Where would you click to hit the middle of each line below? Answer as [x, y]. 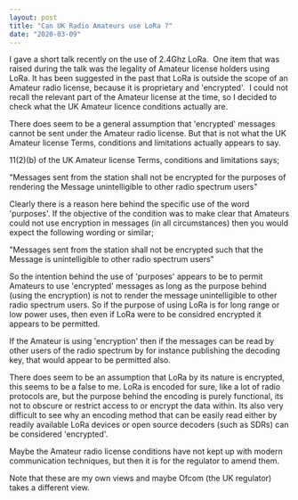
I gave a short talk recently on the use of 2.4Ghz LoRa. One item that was [145, 60]
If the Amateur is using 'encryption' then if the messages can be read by [141, 341]
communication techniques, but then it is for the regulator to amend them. [145, 461]
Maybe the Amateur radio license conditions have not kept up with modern [146, 452]
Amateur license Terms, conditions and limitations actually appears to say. [145, 143]
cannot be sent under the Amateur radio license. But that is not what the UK [148, 134]
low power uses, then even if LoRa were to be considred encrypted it [136, 315]
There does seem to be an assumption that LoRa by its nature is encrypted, [147, 377]
